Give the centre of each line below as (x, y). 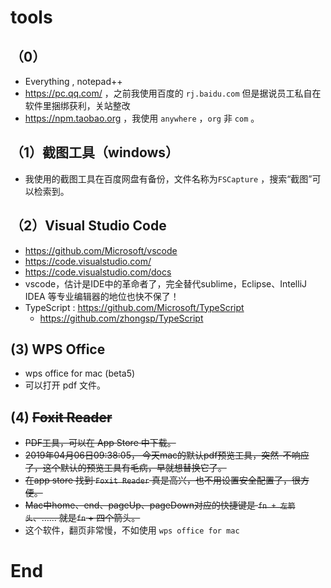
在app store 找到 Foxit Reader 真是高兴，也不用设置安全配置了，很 (162, 480)
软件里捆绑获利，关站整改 (77, 105)
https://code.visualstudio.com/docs (98, 272)
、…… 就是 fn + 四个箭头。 (86, 518)
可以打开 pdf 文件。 (65, 385)
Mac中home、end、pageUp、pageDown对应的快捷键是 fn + (150, 505)
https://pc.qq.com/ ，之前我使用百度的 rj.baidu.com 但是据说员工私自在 (173, 93)
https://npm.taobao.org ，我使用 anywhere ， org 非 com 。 (142, 118)
